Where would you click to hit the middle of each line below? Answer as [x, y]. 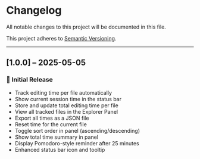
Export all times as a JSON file [52, 118]
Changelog [34, 10]
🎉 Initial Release [30, 80]
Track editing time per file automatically [63, 92]
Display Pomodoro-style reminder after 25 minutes [77, 143]
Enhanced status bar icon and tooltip [60, 149]
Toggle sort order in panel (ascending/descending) [77, 130]
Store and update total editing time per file [67, 105]
